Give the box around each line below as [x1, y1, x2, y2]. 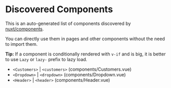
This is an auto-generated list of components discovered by [5, 20, 131, 26]
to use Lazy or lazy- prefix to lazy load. [5, 56, 88, 62]
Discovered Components [5, 4, 113, 15]
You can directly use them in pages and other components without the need [5, 36, 165, 42]
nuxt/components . [5, 25, 44, 32]
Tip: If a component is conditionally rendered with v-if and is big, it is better [5, 51, 166, 57]
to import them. [5, 41, 38, 47]
